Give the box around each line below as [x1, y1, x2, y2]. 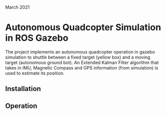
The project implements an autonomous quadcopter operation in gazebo [5, 48, 155, 54]
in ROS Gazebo [5, 32, 69, 44]
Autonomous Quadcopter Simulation [5, 22, 161, 33]
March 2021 [5, 4, 30, 10]
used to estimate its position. [5, 70, 65, 76]
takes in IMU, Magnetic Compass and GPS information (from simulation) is [5, 64, 158, 70]
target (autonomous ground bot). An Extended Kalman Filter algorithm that [5, 59, 159, 65]
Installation [5, 84, 41, 93]
